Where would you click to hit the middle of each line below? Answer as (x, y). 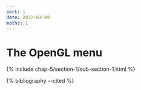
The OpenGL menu (54, 52)
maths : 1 (17, 23)
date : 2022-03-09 (28, 17)
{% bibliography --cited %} (40, 81)
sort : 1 (16, 12)
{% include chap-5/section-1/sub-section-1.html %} (71, 69)
